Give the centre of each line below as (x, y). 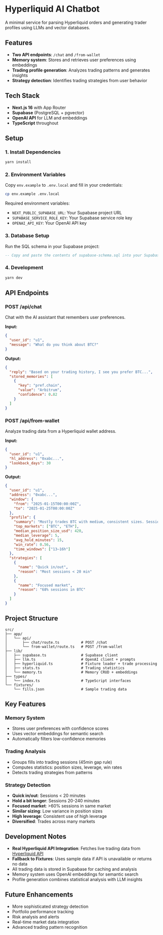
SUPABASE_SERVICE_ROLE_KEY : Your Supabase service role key (72, 218)
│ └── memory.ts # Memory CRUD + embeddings (71, 672)
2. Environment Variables (35, 175)
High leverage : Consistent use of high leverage (59, 816)
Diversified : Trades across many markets (54, 821)
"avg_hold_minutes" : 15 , (39, 540)
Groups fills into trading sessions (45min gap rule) (62, 762)
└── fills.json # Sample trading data (70, 689)
